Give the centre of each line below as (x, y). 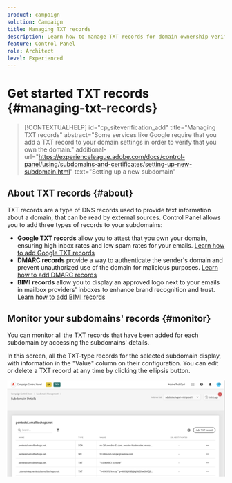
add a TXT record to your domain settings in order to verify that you (120, 142)
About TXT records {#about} (70, 193)
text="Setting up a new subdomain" (125, 171)
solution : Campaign (35, 22)
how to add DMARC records (57, 275)
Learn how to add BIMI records (61, 297)
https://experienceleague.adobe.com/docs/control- (112, 156)
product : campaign (33, 15)
